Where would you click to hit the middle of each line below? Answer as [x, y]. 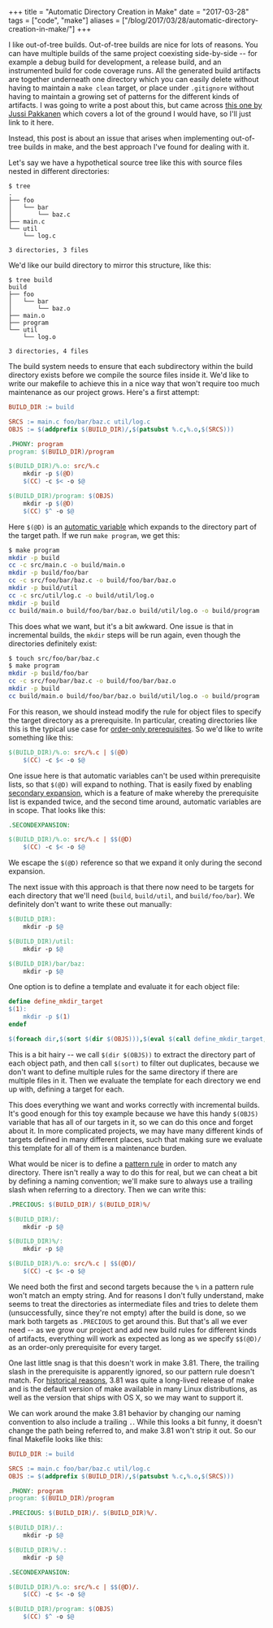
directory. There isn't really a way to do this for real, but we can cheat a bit [133, 1172]
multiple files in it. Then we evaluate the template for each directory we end [135, 1080]
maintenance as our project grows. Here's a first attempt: [104, 392]
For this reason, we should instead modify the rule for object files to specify [135, 711]
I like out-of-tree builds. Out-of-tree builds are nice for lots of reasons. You [133, 45]
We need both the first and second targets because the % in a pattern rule [131, 1287]
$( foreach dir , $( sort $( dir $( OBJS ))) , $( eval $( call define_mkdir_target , [138, 1039]
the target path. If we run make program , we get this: [94, 535]
